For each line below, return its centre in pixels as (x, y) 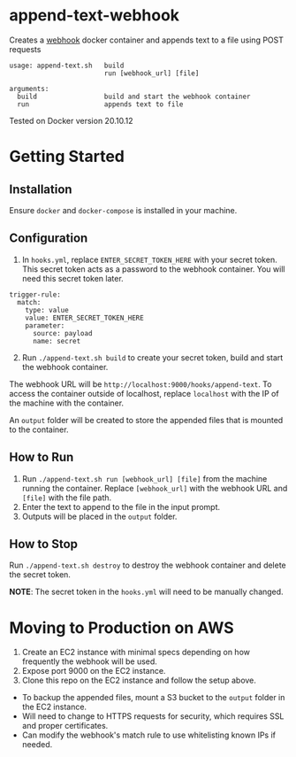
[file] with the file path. (67, 498)
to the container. (39, 429)
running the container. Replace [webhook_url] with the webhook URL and (155, 488)
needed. (37, 745)
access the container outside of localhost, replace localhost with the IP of (144, 393)
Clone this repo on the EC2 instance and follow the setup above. (139, 680)
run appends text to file (100, 104)
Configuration (49, 239)
